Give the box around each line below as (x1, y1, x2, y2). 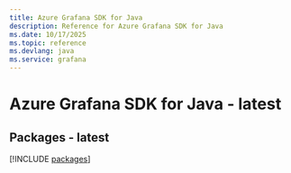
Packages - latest (9, 130, 110, 145)
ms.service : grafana (9, 55, 87, 64)
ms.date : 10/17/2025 (9, 30, 87, 39)
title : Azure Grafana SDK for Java (9, 13, 143, 23)
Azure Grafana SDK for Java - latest (9, 94, 282, 114)
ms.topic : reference (9, 38, 87, 48)
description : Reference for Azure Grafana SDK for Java (9, 22, 223, 31)
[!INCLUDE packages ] (9, 154, 91, 164)
